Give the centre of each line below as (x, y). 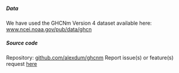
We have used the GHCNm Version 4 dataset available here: (79, 23)
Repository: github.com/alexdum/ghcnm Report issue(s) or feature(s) (90, 57)
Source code (22, 43)
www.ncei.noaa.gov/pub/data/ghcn (49, 29)
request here (21, 64)
